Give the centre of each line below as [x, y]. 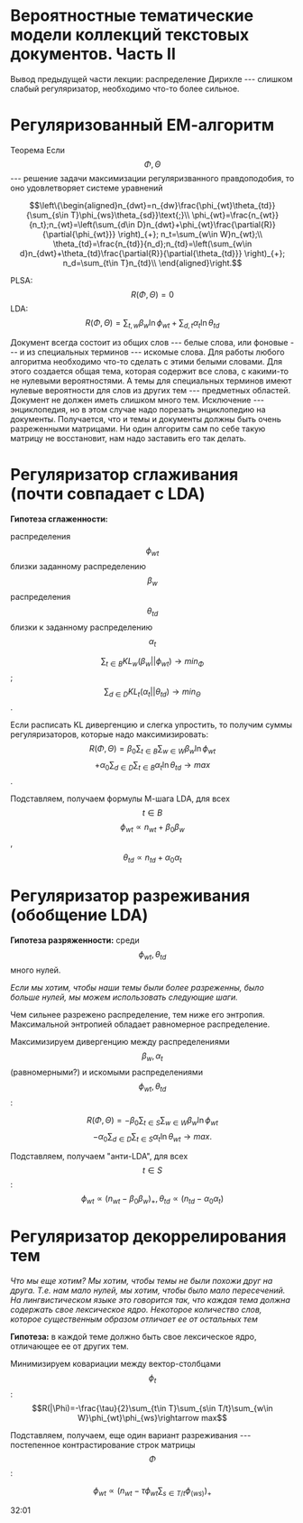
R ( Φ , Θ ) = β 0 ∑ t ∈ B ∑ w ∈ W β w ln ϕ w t [152, 750]
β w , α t [152, 1057]
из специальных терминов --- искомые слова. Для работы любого [156, 352]
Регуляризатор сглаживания [124, 474]
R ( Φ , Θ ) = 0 [152, 294]
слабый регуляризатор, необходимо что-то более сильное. [125, 88]
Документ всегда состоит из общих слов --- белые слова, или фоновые [149, 342]
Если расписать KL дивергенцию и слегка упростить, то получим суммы [151, 725]
